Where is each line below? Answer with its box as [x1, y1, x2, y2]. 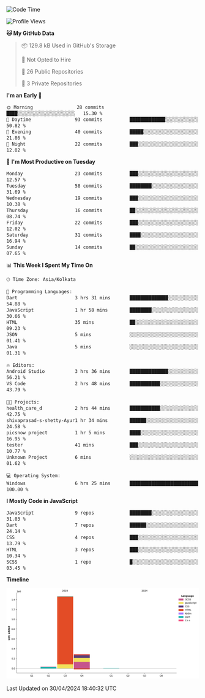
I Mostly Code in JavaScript [6, 497, 78, 504]
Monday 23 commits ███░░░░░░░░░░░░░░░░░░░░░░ [6, 171, 199, 177]
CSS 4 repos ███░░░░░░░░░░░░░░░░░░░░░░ [6, 534, 199, 540]
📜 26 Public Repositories [21, 68, 84, 75]
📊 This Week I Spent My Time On [6, 261, 93, 269]
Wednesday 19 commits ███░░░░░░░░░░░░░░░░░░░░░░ [6, 195, 199, 201]
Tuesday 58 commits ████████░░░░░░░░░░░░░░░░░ [6, 183, 199, 189]
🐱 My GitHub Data [6, 29, 55, 37]
